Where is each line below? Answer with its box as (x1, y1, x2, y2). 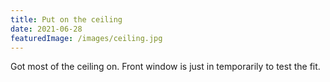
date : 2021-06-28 (10, 24, 83, 34)
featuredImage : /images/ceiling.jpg (10, 33, 163, 43)
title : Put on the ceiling (10, 14, 123, 25)
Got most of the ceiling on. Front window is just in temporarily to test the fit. (10, 61, 321, 73)
